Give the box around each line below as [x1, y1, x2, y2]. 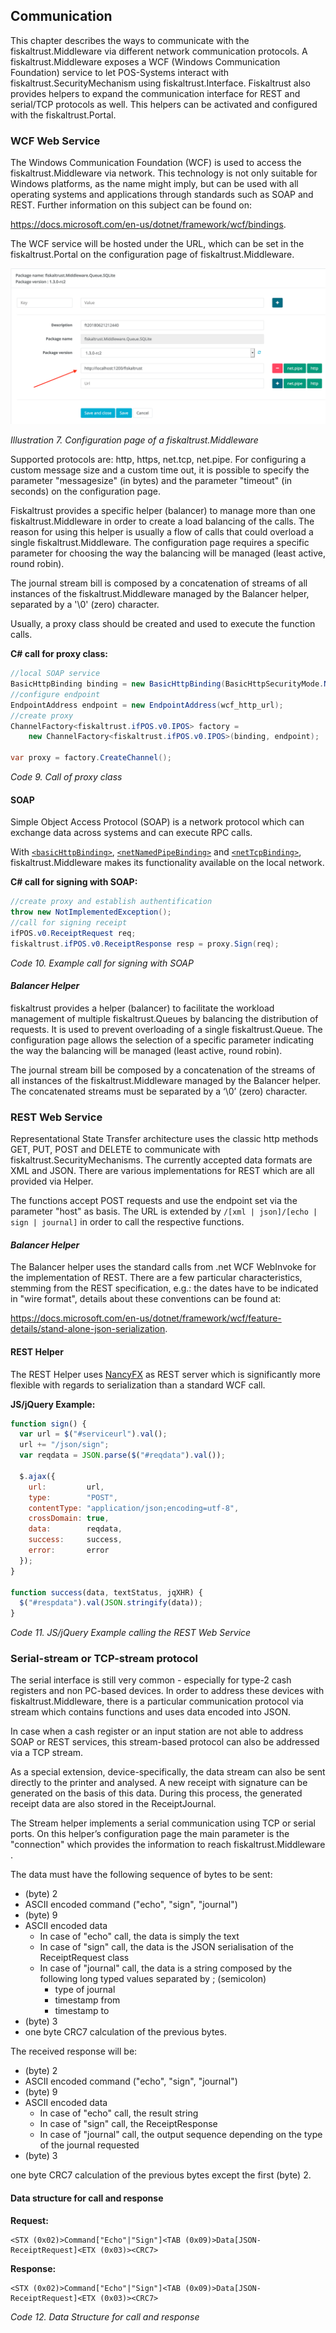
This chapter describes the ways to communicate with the [10, 34, 250, 46]
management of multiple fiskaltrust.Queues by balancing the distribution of [10, 1012, 319, 1024]
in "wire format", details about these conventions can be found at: [10, 1293, 282, 1305]
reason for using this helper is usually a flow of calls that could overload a [10, 526, 314, 538]
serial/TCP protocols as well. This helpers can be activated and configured [10, 98, 318, 110]
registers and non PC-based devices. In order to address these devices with [10, 1685, 325, 1697]
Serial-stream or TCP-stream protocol [10, 1652, 198, 1666]
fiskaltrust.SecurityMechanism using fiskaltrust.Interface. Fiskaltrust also [10, 77, 311, 89]
